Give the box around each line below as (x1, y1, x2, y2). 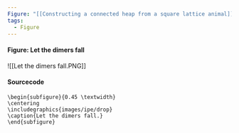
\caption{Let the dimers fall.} (7, 112, 103, 119)
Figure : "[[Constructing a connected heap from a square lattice (7, 10, 205, 18)
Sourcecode (7, 78, 45, 86)
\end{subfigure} (7, 118, 55, 125)
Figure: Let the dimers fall (7, 46, 85, 54)
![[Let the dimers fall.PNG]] (7, 61, 87, 70)
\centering (7, 100, 40, 107)
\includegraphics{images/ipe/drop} (7, 106, 113, 113)
